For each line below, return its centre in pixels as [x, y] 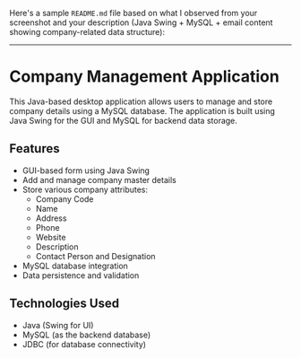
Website [51, 237]
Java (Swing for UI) [58, 325]
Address [51, 218]
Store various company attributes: [85, 189]
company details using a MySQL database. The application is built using [142, 110]
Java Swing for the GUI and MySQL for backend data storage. [123, 120]
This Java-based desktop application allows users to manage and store [141, 101]
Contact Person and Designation [95, 256]
